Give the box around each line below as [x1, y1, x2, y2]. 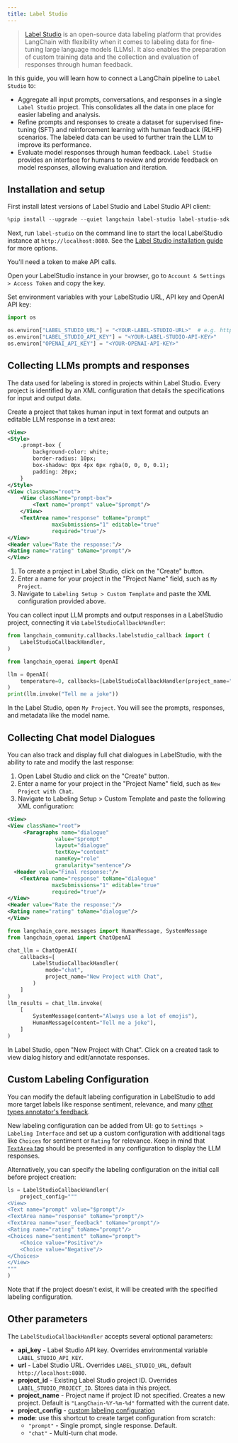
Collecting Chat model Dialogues [7, 732, 156, 744]
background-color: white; [33, 449, 110, 456]
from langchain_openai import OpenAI [7, 658, 119, 665]
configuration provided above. [17, 597, 106, 605]
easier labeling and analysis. [17, 110, 101, 119]
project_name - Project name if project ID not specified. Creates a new [17, 1390, 225, 1399]
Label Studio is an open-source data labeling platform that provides [24, 30, 222, 38]
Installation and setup [7, 184, 106, 196]
